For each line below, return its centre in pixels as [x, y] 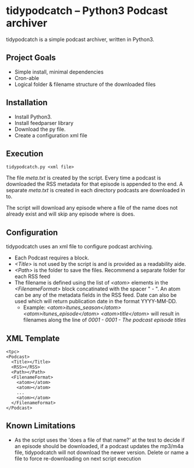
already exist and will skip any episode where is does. [70, 214]
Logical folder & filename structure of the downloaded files [85, 84]
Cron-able [27, 78]
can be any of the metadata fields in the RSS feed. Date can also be [96, 295]
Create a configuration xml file [51, 135]
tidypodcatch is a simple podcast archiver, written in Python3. [80, 39]
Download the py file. [40, 129]
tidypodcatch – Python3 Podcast [87, 11]
